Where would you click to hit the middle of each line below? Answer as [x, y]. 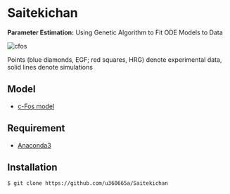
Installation [32, 167]
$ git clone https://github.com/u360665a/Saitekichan [88, 183]
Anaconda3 [34, 145]
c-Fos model [36, 106]
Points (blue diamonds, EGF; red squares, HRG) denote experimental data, [115, 59]
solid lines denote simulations [50, 67]
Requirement [36, 128]
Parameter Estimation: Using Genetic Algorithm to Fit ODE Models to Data [115, 32]
